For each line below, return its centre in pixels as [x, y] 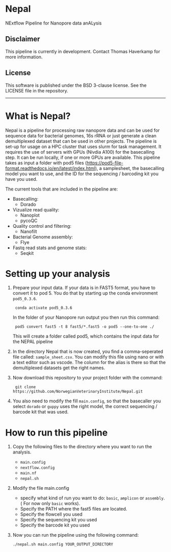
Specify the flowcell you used [51, 514]
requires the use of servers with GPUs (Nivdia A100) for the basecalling [80, 152]
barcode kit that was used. [40, 412]
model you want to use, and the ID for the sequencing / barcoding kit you [82, 174]
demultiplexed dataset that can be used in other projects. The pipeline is [81, 141]
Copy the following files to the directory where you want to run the [82, 447]
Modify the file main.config [41, 488]
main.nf [28, 473]
